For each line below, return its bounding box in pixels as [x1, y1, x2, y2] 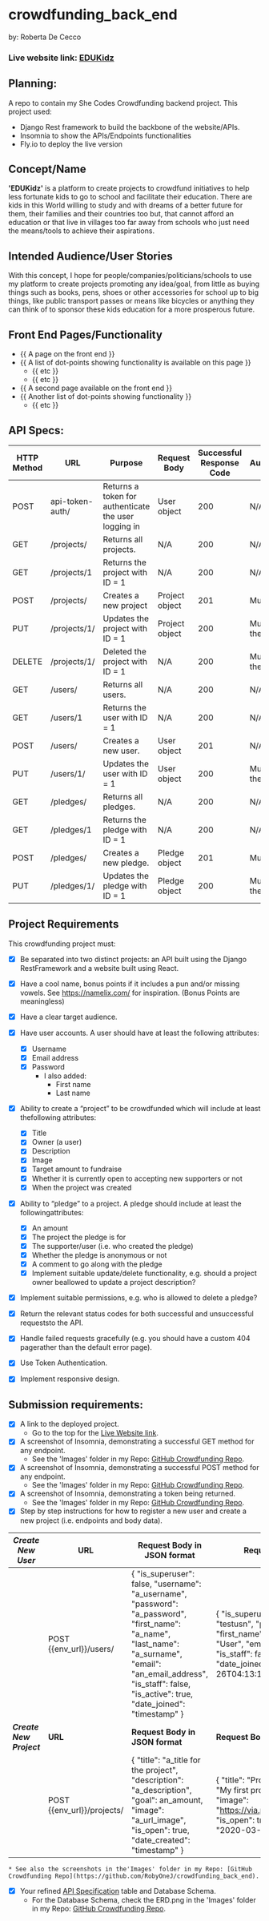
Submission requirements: [8, 1398, 144, 1412]
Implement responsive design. [19, 1374, 120, 1383]
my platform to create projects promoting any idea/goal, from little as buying [8, 279, 260, 289]
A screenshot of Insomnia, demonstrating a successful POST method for [19, 1463, 259, 1472]
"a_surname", [131, 1648, 183, 1659]
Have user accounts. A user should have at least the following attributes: [19, 1028, 259, 1037]
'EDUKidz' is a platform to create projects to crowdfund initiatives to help [8, 183, 250, 193]
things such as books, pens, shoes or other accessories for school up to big [8, 288, 259, 297]
